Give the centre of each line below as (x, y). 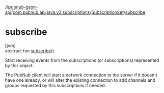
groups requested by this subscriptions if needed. (56, 85)
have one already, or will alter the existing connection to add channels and (80, 80)
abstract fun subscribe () (30, 50)
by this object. (19, 65)
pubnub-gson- (23, 7)
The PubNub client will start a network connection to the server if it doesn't (81, 75)
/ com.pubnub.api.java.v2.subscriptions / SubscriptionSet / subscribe (78, 12)
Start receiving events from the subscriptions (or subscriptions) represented (82, 60)
